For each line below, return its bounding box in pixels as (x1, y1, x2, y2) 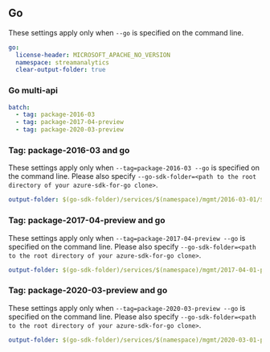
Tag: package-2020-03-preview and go (8, 285, 168, 296)
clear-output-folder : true (15, 66, 106, 74)
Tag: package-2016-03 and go (8, 145, 130, 156)
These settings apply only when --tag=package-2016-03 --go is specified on (8, 163, 260, 172)
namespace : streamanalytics (15, 58, 110, 67)
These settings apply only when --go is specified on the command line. (8, 27, 243, 37)
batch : (8, 103, 31, 111)
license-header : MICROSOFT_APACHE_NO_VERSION (15, 51, 171, 59)
